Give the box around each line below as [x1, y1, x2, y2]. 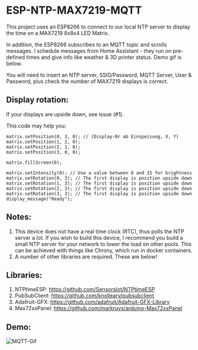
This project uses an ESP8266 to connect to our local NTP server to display [6, 23, 191, 30]
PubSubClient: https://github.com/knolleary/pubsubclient [14, 292, 154, 300]
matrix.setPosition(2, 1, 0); [6, 144, 81, 150]
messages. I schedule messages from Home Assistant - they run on [6, 47, 172, 54]
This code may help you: [6, 122, 66, 129]
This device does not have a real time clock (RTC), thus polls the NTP [14, 228, 185, 235]
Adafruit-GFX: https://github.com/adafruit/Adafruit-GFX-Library [14, 298, 170, 306]
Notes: [6, 212, 31, 222]
